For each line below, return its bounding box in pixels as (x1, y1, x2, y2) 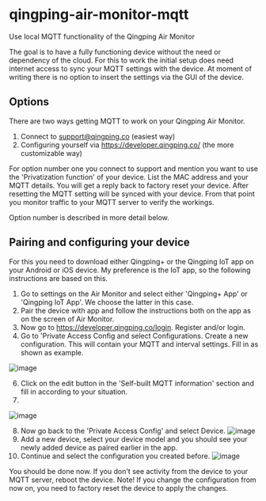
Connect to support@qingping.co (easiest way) (20, 131, 176, 141)
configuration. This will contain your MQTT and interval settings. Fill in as (20, 339, 259, 349)
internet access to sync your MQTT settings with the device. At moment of (9, 63, 253, 73)
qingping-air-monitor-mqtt (9, 6, 189, 24)
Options (9, 95, 50, 108)
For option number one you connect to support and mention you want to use (9, 164, 259, 173)
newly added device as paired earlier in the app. (20, 442, 178, 452)
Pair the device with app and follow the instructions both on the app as (20, 306, 252, 315)
